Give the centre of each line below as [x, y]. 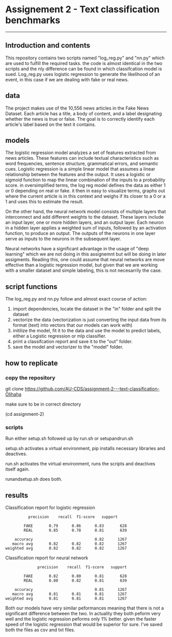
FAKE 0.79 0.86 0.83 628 [75, 526]
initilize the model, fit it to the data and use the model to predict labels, [87, 331]
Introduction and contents [48, 45]
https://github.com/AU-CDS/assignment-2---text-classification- [92, 389]
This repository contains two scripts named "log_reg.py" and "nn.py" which [85, 58]
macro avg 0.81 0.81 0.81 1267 [69, 594]
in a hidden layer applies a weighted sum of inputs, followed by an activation [86, 228]
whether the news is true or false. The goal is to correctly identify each [80, 119]
